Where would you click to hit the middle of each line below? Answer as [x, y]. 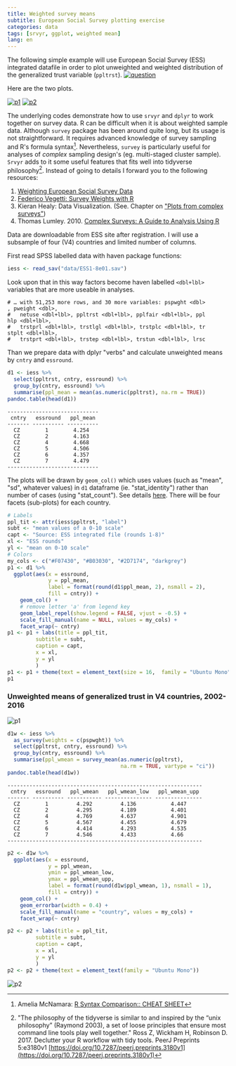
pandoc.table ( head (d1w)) [44, 773]
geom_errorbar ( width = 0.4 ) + [64, 905]
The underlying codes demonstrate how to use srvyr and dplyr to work [111, 116]
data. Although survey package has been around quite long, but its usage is [117, 131]
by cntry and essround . [40, 360]
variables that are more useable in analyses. [71, 290]
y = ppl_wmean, [70, 866]
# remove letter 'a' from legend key [75, 606]
